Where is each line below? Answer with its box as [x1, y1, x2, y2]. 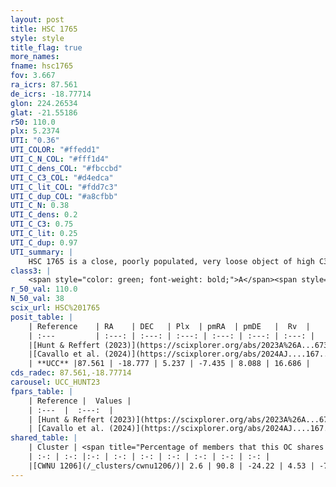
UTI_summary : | [10, 247, 74, 257]
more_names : [10, 52, 60, 62]
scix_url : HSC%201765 [10, 303, 101, 313]
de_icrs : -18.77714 [10, 89, 92, 99]
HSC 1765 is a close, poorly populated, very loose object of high [28, 256, 315, 266]
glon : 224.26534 [10, 98, 78, 108]
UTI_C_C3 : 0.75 [10, 219, 74, 230]
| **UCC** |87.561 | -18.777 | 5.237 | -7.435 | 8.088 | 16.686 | [28, 359, 311, 369]
